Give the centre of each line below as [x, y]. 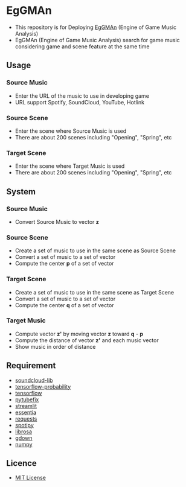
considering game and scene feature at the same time [82, 46]
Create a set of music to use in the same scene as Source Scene [95, 250]
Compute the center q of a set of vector [64, 305]
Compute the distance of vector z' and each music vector [87, 340]
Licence [22, 463]
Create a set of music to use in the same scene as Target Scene [94, 292]
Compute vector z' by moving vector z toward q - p [79, 334]
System [21, 192]
